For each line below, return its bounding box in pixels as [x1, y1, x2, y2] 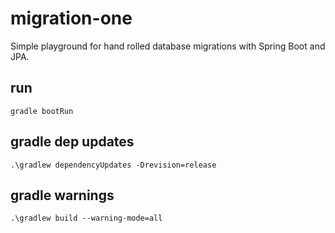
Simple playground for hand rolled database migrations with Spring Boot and [10, 40, 326, 52]
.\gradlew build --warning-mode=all [10, 213, 163, 224]
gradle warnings [10, 187, 115, 204]
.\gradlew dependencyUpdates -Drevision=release [10, 160, 217, 170]
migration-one [10, 7, 133, 30]
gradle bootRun [10, 106, 74, 116]
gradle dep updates [10, 133, 135, 151]
